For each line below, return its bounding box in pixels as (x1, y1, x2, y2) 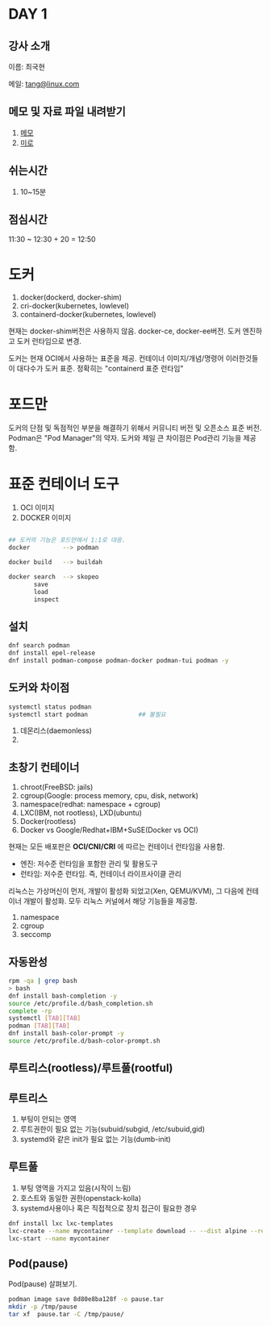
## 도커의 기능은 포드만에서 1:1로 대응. (8, 536, 126, 545)
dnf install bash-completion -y (8, 992, 117, 1000)
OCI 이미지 (19, 503, 55, 512)
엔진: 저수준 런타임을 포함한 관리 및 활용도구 (19, 859, 159, 868)
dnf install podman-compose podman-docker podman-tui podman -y (8, 656, 229, 664)
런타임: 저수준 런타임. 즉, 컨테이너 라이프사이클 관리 (19, 869, 181, 879)
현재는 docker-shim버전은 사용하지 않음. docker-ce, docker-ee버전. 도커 (8, 326, 241, 336)
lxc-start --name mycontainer (8, 1234, 110, 1243)
